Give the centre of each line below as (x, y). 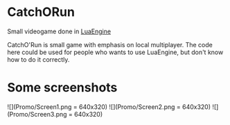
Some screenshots (62, 88)
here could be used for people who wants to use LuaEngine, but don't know (115, 52)
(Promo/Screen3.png (37, 114)
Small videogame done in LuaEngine (59, 31)
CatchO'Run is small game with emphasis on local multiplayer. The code (110, 44)
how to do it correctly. (38, 59)
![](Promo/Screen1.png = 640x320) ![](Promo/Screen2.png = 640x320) (109, 107)
